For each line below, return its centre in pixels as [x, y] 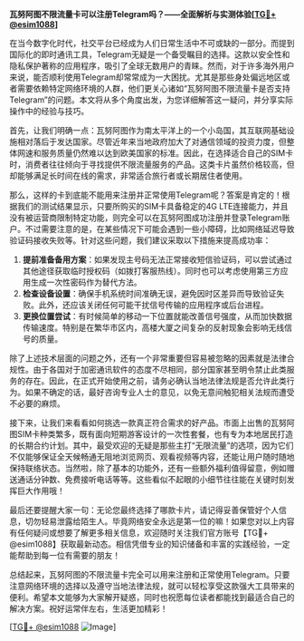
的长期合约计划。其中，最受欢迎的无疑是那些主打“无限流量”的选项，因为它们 [152, 445]
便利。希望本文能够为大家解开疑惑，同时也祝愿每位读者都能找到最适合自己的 [152, 597]
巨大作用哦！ [41, 490]
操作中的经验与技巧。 [49, 111]
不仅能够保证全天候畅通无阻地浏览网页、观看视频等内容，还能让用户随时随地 [152, 456]
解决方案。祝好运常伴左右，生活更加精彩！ [89, 608]
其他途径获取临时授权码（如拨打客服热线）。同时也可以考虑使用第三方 [151, 271]
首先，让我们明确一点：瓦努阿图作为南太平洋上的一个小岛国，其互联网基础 [148, 130]
